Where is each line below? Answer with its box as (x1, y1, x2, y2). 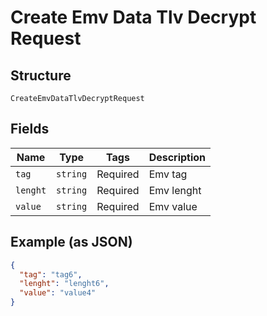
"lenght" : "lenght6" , (19, 279, 110, 289)
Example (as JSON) (10, 234, 133, 251)
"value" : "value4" (19, 288, 97, 298)
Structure (10, 67, 72, 84)
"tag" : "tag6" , (19, 269, 83, 280)
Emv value (148, 199, 198, 213)
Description (148, 150, 207, 164)
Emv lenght (148, 183, 202, 197)
